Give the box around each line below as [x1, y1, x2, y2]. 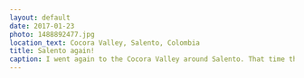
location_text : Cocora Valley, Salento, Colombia [9, 38, 201, 48]
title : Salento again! [9, 47, 95, 56]
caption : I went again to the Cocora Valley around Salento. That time [9, 55, 285, 64]
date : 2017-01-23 [9, 22, 75, 30]
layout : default [9, 13, 71, 22]
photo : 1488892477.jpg [9, 30, 95, 39]
